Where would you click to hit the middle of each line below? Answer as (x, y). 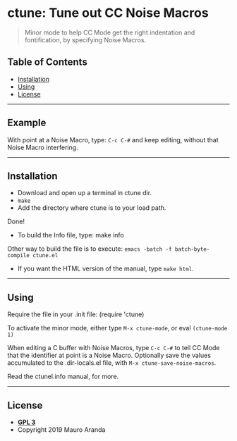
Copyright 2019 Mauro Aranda (61, 430)
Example (27, 123)
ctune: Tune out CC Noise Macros (108, 13)
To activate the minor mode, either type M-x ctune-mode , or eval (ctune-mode (117, 328)
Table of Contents (48, 62)
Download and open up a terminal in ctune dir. (85, 193)
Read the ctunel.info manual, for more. (63, 377)
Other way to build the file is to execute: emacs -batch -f (90, 249)
